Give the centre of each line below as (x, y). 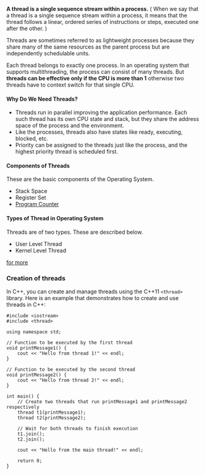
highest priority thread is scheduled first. (66, 152)
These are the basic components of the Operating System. (80, 179)
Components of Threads (38, 166)
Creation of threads (36, 278)
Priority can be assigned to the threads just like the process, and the (101, 145)
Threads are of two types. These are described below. (75, 232)
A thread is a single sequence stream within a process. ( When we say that (102, 9)
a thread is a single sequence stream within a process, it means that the (97, 15)
